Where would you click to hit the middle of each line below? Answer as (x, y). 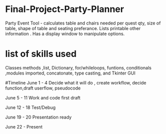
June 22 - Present (24, 126)
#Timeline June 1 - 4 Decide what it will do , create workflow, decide (76, 82)
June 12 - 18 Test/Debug (31, 107)
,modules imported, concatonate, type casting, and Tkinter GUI (70, 73)
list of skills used (41, 54)
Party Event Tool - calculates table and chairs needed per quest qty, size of (83, 23)
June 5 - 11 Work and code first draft (43, 97)
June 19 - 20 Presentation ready (38, 117)
